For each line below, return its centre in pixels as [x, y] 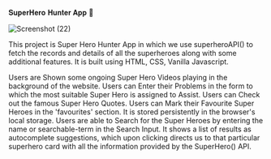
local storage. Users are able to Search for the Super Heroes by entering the [136, 120]
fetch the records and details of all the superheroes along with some [123, 53]
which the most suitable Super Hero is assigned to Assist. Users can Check [134, 95]
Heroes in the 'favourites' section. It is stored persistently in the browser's [132, 112]
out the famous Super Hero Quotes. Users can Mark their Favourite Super [131, 103]
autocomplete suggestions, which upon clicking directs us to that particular [134, 138]
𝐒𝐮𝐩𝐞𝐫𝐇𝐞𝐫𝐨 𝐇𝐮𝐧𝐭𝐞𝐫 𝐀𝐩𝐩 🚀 [51, 13]
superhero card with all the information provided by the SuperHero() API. [130, 146]
